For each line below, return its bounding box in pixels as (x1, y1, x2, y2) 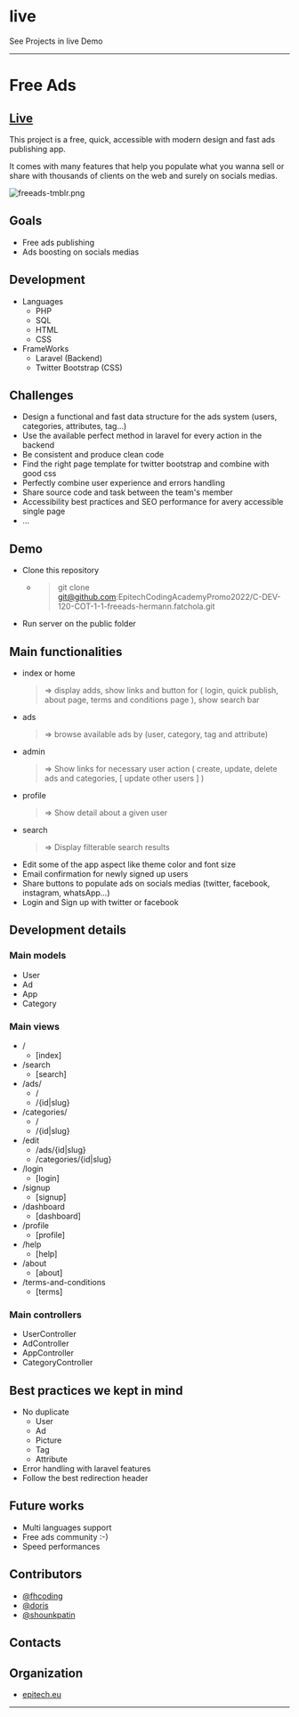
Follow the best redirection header (21, 1473, 149, 1484)
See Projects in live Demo (9, 36, 103, 46)
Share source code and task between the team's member (21, 487, 233, 498)
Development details (9, 923, 127, 938)
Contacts (9, 1635, 62, 1650)
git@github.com (57, 592, 117, 603)
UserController (21, 1329, 77, 1340)
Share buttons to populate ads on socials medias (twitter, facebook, (21, 879, 271, 888)
